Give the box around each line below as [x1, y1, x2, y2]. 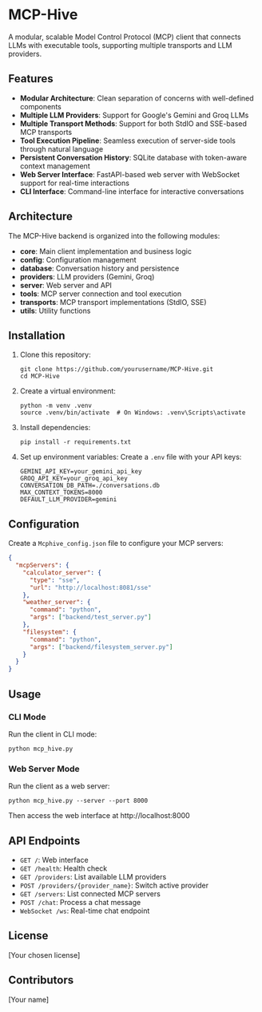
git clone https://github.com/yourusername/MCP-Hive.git [19, 366, 214, 374]
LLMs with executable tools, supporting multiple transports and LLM [8, 40, 232, 49]
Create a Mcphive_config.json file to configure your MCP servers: [8, 539, 224, 548]
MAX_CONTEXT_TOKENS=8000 [19, 488, 103, 496]
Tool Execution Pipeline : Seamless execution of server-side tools [19, 136, 236, 145]
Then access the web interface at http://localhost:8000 [8, 811, 190, 820]
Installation [8, 329, 65, 342]
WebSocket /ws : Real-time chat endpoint [19, 906, 150, 915]
